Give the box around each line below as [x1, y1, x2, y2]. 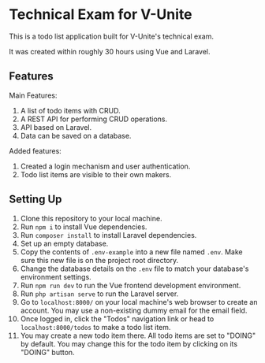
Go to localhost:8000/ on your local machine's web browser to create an [20, 297, 258, 306]
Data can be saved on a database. [20, 131, 132, 140]
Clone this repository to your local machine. [20, 213, 162, 223]
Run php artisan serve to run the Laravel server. [20, 289, 179, 298]
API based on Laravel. [20, 122, 92, 131]
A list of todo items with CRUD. [20, 106, 121, 115]
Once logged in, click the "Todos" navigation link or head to [20, 313, 215, 324]
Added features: [9, 146, 62, 155]
